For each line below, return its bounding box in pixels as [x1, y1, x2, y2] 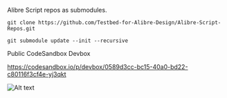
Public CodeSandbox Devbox [7, 50, 91, 57]
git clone [7, 19, 36, 26]
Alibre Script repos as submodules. [7, 6, 107, 14]
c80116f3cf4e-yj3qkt [7, 70, 67, 78]
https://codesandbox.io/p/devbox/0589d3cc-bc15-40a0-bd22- [7, 63, 188, 71]
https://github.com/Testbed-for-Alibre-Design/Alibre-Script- [37, 19, 221, 26]
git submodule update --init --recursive [7, 37, 129, 44]
